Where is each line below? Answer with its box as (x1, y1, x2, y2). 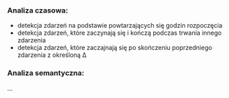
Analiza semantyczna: (7, 68, 85, 78)
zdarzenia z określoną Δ (17, 51, 87, 59)
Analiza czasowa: (7, 6, 68, 15)
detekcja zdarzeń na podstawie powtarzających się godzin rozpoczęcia (17, 22, 223, 30)
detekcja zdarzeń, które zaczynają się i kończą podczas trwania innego (17, 28, 222, 37)
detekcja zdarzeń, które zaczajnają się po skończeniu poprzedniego (17, 44, 212, 52)
